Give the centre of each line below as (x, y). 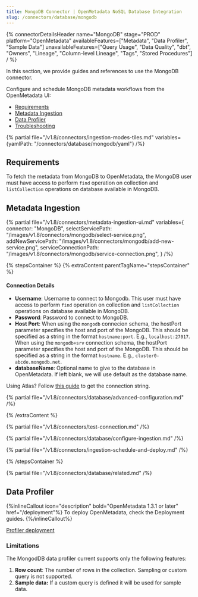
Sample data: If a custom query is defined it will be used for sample (98, 583)
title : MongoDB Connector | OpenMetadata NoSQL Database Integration (94, 12)
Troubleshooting (35, 126)
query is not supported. (43, 576)
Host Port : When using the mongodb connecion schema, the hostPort (98, 324)
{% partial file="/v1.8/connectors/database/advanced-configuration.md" (95, 398)
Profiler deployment (30, 530)
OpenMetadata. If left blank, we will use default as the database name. (101, 374)
